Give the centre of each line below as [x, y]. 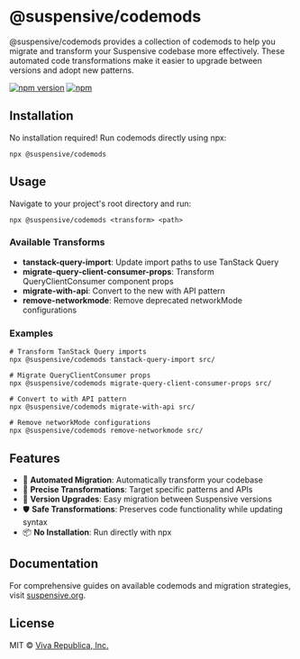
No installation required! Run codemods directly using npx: [118, 138]
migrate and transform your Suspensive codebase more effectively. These [147, 50]
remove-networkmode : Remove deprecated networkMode [132, 300]
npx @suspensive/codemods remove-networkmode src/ [106, 431]
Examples [32, 333]
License [32, 623]
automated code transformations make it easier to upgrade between [136, 60]
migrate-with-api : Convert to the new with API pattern [123, 291]
